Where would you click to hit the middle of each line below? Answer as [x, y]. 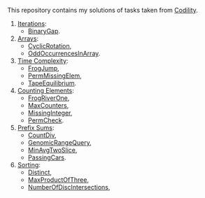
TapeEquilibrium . [52, 83]
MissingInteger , [50, 113]
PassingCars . [47, 157]
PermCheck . [46, 120]
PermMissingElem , [55, 76]
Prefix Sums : [36, 128]
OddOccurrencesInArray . [64, 53]
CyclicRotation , [50, 46]
